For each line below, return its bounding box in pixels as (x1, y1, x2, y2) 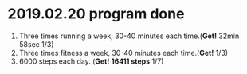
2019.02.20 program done (7, 5, 185, 23)
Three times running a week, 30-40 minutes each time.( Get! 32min (18, 31, 240, 41)
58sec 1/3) (18, 39, 54, 49)
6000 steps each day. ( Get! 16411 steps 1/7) (18, 56, 164, 66)
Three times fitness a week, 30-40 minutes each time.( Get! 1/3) (18, 48, 229, 57)
